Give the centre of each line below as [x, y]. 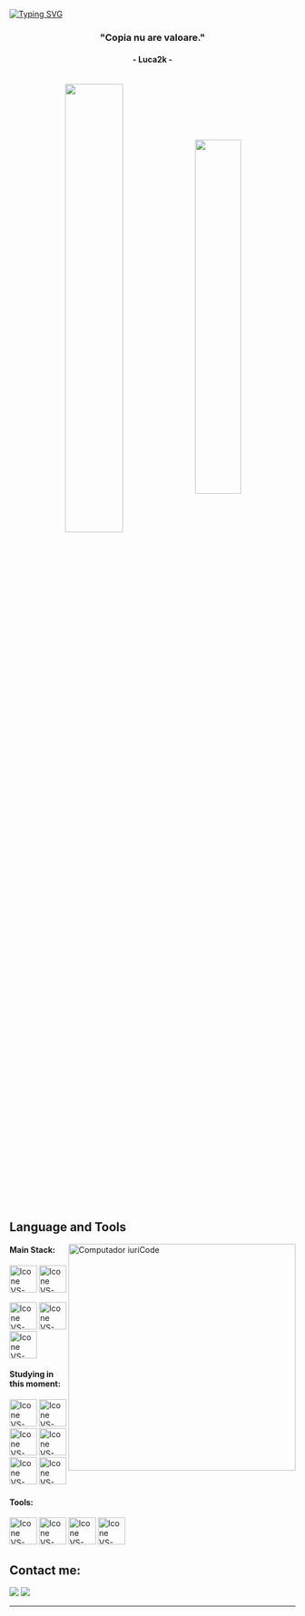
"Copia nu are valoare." [152, 37]
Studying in [32, 1375]
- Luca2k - [152, 59]
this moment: [35, 1384]
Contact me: [45, 1570]
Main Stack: [33, 1250]
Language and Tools [68, 1227]
